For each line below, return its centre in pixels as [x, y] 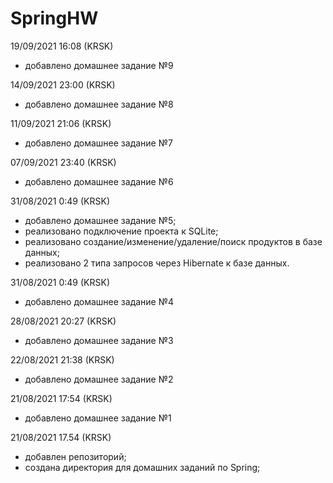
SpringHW [54, 18]
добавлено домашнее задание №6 [99, 181]
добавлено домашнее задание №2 [99, 379]
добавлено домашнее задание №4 [99, 301]
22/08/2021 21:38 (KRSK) [62, 359]
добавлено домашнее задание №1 [98, 418]
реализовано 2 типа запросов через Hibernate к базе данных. [157, 263]
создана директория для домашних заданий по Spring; [142, 467]
